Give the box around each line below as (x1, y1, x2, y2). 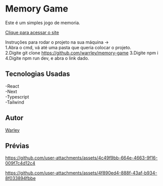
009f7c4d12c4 (5, 160, 36, 166)
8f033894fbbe (5, 175, 36, 181)
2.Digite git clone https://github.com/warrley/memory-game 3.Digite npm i (5, 50, 158, 56)
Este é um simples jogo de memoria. (5, 20, 80, 26)
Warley (5, 127, 20, 133)
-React (5, 83, 19, 89)
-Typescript (5, 94, 29, 100)
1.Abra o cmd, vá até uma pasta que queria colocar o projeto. (5, 44, 131, 50)
